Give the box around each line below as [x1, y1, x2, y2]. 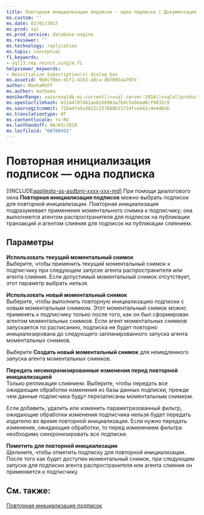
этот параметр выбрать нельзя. [6, 279, 89, 286]
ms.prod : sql [6, 26, 39, 32]
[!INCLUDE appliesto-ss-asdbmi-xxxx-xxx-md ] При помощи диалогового [6, 187, 191, 194]
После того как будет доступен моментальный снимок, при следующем [6, 455, 195, 462]
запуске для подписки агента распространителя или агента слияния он [6, 461, 192, 469]
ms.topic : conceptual [6, 49, 61, 55]
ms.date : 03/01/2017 [6, 20, 59, 26]
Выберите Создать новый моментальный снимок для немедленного [6, 348, 189, 355]
